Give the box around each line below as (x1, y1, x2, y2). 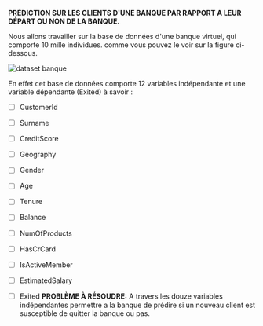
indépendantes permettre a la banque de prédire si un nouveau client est (19, 300, 256, 310)
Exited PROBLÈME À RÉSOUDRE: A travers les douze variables (19, 291, 224, 301)
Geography (19, 150, 57, 159)
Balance (19, 213, 46, 222)
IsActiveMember (19, 260, 73, 269)
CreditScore (19, 134, 59, 144)
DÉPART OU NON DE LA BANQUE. (8, 16, 120, 26)
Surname (19, 119, 49, 128)
